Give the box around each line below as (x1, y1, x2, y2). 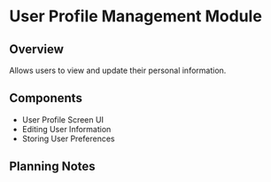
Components (9, 91, 82, 106)
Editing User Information (21, 123, 112, 134)
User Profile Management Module (9, 6, 263, 27)
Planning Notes (9, 159, 96, 174)
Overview (9, 42, 65, 57)
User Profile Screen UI (21, 114, 105, 125)
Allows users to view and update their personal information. (9, 65, 227, 75)
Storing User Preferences (21, 133, 115, 144)
